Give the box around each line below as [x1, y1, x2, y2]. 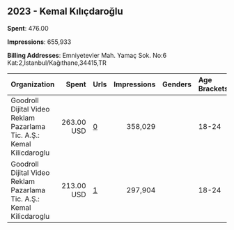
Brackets [198, 84, 228, 93]
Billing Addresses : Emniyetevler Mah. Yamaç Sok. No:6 [7, 51, 167, 59]
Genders [162, 79, 192, 89]
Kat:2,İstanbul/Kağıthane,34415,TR [7, 59, 107, 67]
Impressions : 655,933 [7, 38, 72, 46]
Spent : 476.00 [7, 24, 49, 32]
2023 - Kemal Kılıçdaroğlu [7, 6, 123, 17]
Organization [10, 79, 55, 89]
